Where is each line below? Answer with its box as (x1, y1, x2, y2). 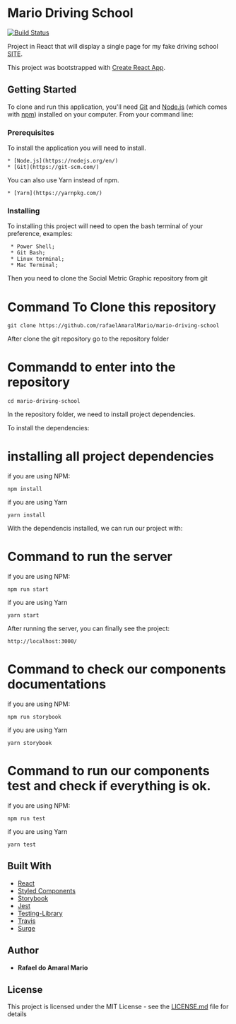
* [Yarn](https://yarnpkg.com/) (7, 189, 102, 197)
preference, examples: (7, 230, 73, 238)
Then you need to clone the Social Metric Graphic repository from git (7, 274, 208, 283)
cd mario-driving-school (7, 398, 81, 405)
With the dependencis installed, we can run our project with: (7, 524, 183, 533)
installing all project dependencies (7, 449, 214, 464)
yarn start (7, 612, 40, 619)
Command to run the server (7, 549, 173, 565)
